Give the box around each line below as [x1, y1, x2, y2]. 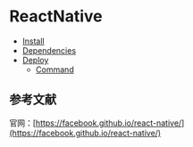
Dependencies [21, 45, 77, 55]
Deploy [21, 54, 49, 65]
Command [35, 64, 74, 75]
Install [21, 36, 45, 46]
